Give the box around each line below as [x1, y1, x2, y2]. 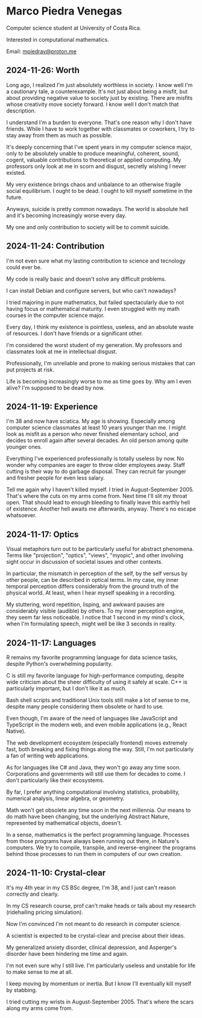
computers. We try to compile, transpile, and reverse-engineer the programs [6, 844, 196, 851]
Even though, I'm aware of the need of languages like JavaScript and [6, 715, 178, 722]
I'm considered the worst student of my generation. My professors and [6, 341, 182, 348]
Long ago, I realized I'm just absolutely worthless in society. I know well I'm [6, 81, 193, 88]
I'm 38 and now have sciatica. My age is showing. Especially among [6, 417, 175, 425]
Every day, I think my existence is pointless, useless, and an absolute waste [6, 323, 194, 330]
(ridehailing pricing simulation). [6, 909, 83, 916]
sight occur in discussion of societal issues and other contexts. [6, 558, 163, 566]
